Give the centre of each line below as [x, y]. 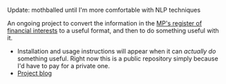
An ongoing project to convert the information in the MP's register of [105, 23]
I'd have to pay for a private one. [64, 66]
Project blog [35, 73]
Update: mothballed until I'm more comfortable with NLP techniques [104, 10]
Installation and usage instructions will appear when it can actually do [116, 51]
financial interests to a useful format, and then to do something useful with [113, 31]
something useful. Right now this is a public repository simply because [118, 59]
